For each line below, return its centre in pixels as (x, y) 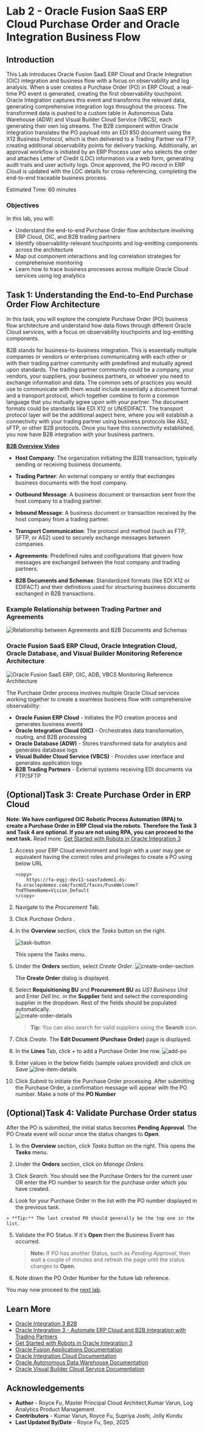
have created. (32, 1189)
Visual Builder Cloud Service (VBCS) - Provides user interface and (100, 756)
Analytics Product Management (55, 1409)
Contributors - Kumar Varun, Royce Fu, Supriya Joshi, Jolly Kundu (99, 1416)
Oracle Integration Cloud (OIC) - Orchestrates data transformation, (100, 730)
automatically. (33, 1009)
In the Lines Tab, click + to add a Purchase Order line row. (88, 1051)
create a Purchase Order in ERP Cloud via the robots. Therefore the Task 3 (102, 825)
